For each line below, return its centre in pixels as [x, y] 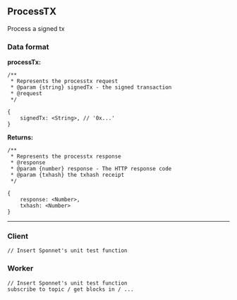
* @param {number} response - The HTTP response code [91, 169]
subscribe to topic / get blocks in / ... [71, 289]
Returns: [20, 137]
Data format [28, 46]
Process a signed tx [36, 28]
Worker [20, 268]
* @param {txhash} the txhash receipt [67, 175]
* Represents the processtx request [64, 81]
